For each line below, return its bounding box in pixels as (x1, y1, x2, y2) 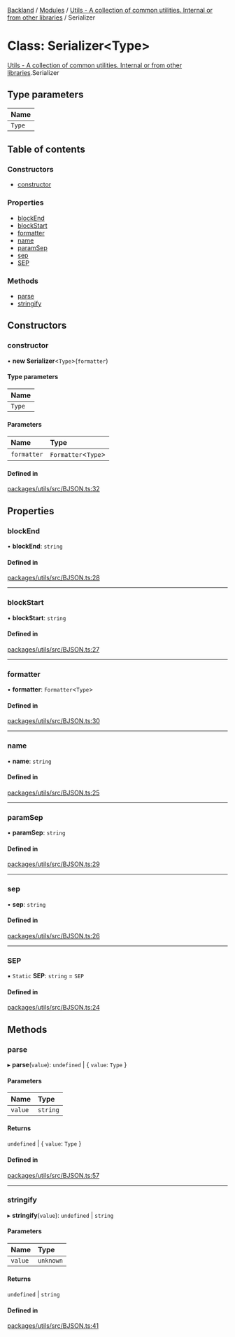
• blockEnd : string (7, 542, 63, 551)
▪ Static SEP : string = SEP (7, 972, 85, 980)
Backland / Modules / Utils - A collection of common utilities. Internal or (7, 6, 213, 14)
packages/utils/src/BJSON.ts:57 (7, 1171, 100, 1179)
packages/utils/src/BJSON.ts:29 (7, 860, 100, 868)
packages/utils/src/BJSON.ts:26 (7, 931, 100, 940)
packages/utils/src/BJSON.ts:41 (7, 1322, 99, 1330)
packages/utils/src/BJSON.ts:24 (7, 1003, 100, 1012)
